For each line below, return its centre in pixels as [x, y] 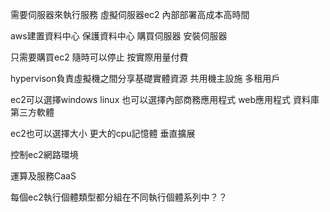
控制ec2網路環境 [44, 154]
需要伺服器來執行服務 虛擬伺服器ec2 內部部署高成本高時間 [130, 14]
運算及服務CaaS [43, 176]
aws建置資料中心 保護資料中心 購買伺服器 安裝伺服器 [119, 36]
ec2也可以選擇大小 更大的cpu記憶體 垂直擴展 [103, 133]
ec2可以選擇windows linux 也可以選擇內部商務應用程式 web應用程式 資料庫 [165, 99]
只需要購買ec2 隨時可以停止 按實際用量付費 [99, 57]
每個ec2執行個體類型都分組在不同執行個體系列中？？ [119, 197]
